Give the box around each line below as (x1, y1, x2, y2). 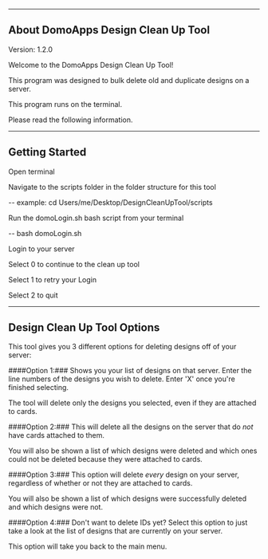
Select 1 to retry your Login (8, 274, 97, 284)
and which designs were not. (8, 502, 104, 512)
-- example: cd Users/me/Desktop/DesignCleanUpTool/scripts (8, 197, 213, 207)
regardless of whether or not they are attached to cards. (8, 478, 193, 488)
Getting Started (8, 145, 87, 159)
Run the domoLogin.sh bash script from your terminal (8, 213, 184, 222)
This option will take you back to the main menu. (8, 541, 167, 551)
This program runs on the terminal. (8, 99, 122, 108)
